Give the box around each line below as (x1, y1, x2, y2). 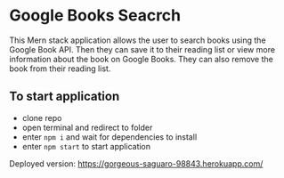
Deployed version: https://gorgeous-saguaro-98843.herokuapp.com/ (9, 158, 264, 169)
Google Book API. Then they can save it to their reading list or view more (9, 44, 276, 54)
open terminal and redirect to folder (21, 122, 153, 133)
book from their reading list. (9, 63, 111, 74)
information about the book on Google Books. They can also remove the (9, 53, 273, 64)
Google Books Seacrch (9, 5, 182, 26)
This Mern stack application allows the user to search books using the (9, 35, 266, 45)
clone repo (21, 112, 62, 123)
